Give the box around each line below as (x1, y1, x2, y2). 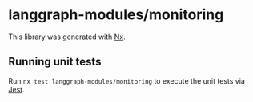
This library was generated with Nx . (8, 32, 126, 41)
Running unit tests (8, 55, 102, 69)
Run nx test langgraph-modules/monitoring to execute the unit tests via (8, 76, 246, 85)
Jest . (8, 84, 26, 94)
